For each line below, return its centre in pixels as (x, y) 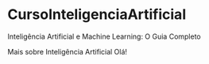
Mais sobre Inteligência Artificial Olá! (68, 51)
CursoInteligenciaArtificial (97, 15)
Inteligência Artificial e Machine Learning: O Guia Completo (104, 36)
